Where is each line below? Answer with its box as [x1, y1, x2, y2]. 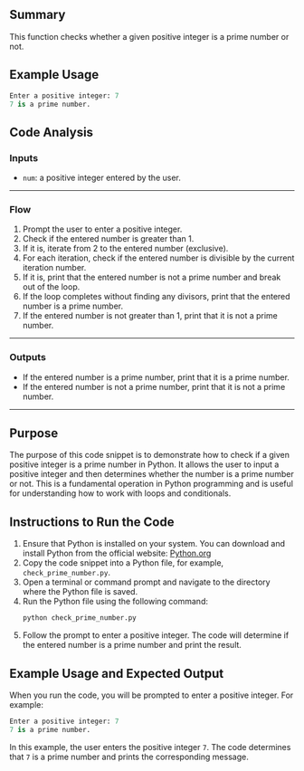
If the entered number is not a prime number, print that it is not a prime [22, 381, 286, 392]
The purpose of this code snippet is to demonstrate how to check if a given [9, 450, 290, 461]
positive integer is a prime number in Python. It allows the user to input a [9, 459, 280, 470]
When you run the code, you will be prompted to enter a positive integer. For [9, 690, 294, 700]
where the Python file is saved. [22, 586, 138, 597]
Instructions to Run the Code [9, 514, 175, 529]
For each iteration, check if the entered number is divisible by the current [22, 252, 295, 263]
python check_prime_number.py [22, 614, 138, 623]
